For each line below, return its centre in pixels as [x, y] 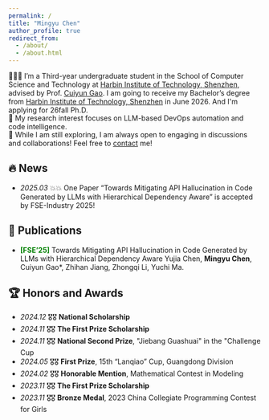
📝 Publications [45, 231]
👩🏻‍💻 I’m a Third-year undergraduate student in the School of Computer [126, 76]
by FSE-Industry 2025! [57, 205]
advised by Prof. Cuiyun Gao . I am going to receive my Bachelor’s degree [129, 93]
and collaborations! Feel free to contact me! [80, 143]
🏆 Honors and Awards [66, 294]
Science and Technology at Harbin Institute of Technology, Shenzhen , [124, 84]
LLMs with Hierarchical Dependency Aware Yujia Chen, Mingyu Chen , [136, 259]
